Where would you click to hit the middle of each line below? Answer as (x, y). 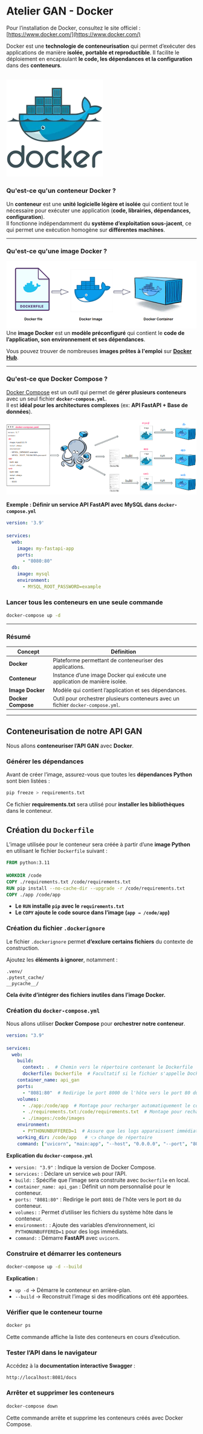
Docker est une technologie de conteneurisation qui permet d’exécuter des (101, 46)
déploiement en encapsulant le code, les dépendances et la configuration (99, 59)
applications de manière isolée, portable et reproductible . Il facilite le (93, 52)
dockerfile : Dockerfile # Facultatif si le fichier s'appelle (104, 1074)
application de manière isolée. (90, 682)
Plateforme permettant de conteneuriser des (108, 660)
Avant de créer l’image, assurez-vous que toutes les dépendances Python (99, 775)
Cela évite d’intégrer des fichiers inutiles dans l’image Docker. (86, 995)
